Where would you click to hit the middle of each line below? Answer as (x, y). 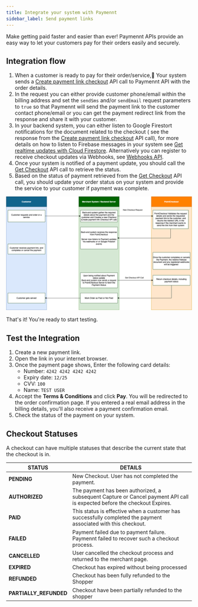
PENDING (20, 479)
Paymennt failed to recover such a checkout (126, 538)
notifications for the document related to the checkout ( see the (92, 132)
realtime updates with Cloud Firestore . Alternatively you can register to (100, 151)
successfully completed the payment (117, 518)
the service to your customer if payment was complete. (82, 189)
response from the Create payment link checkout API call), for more (97, 138)
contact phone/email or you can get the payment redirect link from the (100, 113)
